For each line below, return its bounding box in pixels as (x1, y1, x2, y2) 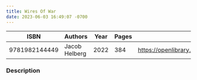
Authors (64, 32, 88, 41)
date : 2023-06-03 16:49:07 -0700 (6, 14, 88, 20)
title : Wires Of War (6, 8, 57, 14)
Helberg (64, 49, 87, 57)
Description (6, 67, 40, 75)
